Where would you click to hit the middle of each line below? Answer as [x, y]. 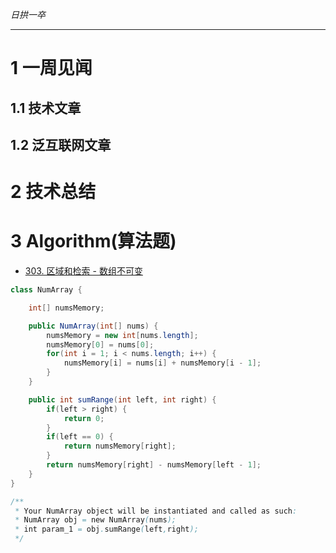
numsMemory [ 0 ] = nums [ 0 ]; [100, 344]
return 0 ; [84, 418]
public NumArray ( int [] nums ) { [93, 326]
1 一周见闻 [51, 68]
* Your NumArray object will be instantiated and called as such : [156, 511]
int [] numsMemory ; [66, 308]
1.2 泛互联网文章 [61, 144]
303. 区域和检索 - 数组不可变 [83, 271]
